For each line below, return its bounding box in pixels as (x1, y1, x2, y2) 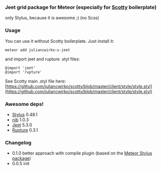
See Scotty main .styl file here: (5, 78, 66, 84)
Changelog (5, 139, 31, 146)
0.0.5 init (12, 161, 30, 167)
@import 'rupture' (5, 69, 42, 74)
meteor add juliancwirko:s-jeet (5, 48, 70, 52)
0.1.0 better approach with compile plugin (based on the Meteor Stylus (12, 150, 152, 156)
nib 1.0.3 (12, 117, 29, 122)
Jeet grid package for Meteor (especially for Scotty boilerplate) (5, 4, 157, 11)
